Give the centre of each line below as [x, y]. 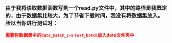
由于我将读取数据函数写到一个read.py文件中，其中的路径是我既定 [86, 8]
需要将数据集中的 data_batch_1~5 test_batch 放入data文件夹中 [70, 35]
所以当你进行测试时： [32, 23]
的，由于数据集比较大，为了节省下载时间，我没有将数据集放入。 [84, 15]
